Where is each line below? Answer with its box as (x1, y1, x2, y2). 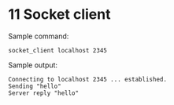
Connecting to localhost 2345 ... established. (8, 75, 168, 83)
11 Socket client (8, 5, 111, 24)
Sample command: (8, 31, 69, 41)
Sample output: (8, 60, 57, 70)
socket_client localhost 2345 (8, 46, 108, 54)
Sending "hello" (8, 82, 61, 90)
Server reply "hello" (8, 89, 80, 97)
